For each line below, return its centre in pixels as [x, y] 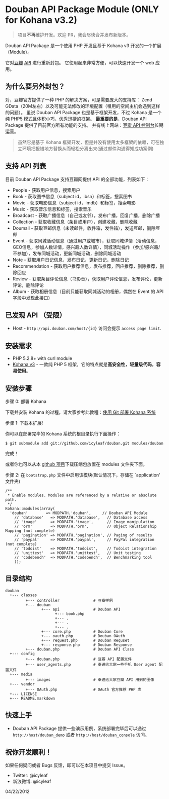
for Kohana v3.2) [41, 20]
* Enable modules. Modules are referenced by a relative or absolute [82, 495]
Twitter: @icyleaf [30, 775]
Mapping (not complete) [30, 531]
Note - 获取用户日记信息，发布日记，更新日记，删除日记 [71, 260]
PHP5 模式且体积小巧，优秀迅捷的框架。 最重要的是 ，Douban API [79, 119]
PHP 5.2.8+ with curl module [42, 358]
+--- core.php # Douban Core [82, 631]
